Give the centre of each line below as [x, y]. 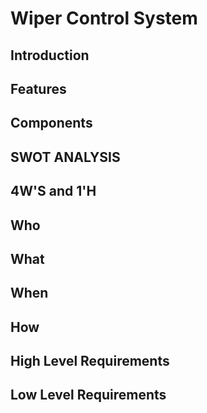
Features [38, 88]
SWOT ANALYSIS [65, 157]
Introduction [50, 55]
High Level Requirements [90, 361]
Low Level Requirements [88, 395]
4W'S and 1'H [53, 191]
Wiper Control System [104, 18]
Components [51, 123]
